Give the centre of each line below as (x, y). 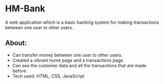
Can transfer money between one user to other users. (67, 55)
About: (16, 43)
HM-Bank (25, 9)
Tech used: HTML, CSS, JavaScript (48, 76)
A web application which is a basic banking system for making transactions (82, 22)
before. (20, 71)
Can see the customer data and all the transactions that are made (79, 65)
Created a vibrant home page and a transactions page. (68, 60)
